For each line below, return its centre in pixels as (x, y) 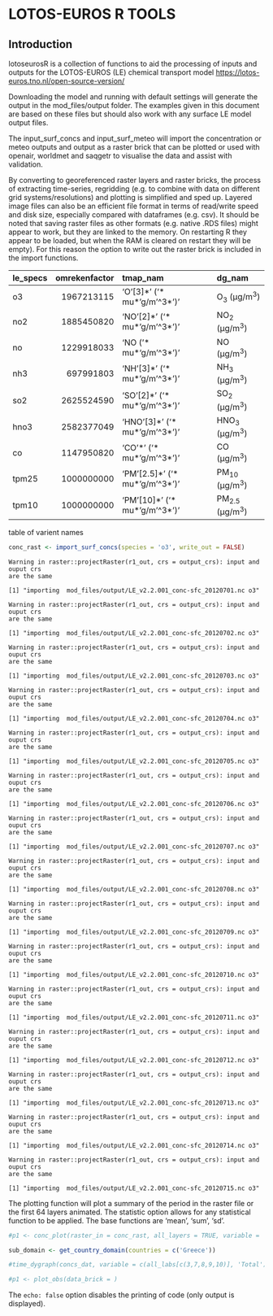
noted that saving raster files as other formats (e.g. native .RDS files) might (133, 223)
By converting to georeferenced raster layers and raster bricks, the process (135, 180)
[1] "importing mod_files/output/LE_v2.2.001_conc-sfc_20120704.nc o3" (134, 718)
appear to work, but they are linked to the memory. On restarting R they (128, 232)
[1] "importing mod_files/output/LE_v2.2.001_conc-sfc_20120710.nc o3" (134, 974)
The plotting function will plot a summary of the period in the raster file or (131, 1203)
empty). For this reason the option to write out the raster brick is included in (135, 249)
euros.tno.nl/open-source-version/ (67, 81)
